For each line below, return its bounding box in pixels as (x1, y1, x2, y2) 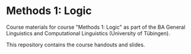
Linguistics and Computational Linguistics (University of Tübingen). (6, 29, 170, 36)
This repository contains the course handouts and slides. (6, 41, 145, 48)
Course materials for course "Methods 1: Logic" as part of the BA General (6, 23, 186, 31)
